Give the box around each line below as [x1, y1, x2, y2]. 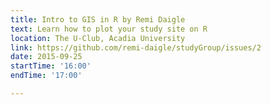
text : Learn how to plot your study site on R [10, 24, 208, 34]
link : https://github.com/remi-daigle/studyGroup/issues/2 [10, 42, 262, 53]
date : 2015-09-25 [10, 52, 83, 62]
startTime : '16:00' [10, 61, 92, 71]
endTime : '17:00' [10, 71, 83, 81]
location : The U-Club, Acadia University [10, 33, 186, 43]
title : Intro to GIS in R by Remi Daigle [10, 14, 186, 25]
